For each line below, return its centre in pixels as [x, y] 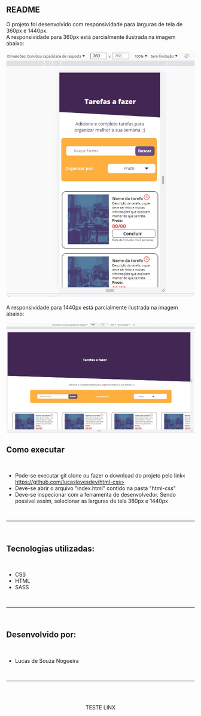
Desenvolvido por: [41, 635]
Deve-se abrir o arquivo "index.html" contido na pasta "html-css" [95, 488]
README [23, 10]
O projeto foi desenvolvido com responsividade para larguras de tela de [95, 24]
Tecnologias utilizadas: [50, 548]
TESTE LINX [100, 707]
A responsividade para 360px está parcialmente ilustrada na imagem [91, 37]
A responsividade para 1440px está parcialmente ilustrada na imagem [92, 307]
